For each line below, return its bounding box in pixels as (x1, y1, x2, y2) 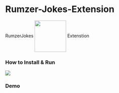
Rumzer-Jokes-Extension (5, 4, 114, 15)
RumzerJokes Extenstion (5, 33, 90, 39)
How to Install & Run (5, 59, 55, 66)
